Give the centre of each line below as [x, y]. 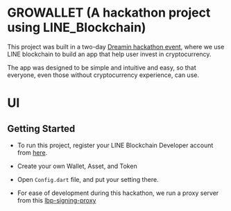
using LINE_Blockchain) [77, 27]
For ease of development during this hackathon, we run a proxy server [118, 193]
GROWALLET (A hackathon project [109, 13]
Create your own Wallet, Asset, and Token [77, 166]
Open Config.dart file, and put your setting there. [88, 179]
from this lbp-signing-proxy [57, 200]
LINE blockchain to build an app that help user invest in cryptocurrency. [109, 54]
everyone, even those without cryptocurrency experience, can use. [103, 75]
